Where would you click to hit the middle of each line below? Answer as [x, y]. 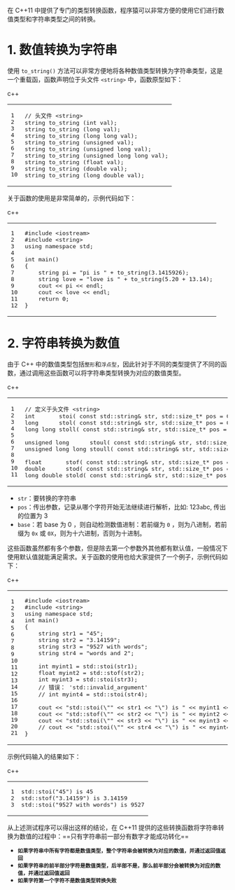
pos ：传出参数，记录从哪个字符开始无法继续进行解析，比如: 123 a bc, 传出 [121, 507]
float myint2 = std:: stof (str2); [91, 672]
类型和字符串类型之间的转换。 [56, 19]
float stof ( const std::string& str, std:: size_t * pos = [127, 462]
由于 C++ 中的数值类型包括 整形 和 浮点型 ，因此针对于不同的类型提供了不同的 [114, 364]
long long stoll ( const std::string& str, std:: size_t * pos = [126, 429]
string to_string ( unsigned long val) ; [88, 149]
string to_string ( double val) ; [76, 169]
